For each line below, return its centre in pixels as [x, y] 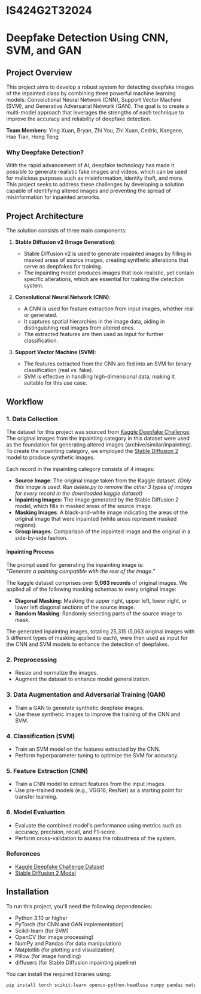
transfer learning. [36, 797]
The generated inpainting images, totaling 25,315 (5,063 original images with [100, 632]
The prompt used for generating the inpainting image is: [75, 565]
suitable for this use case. [56, 383]
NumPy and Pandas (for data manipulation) [68, 943]
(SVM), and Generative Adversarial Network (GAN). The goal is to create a [98, 106]
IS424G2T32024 [49, 10]
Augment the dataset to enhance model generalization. [83, 679]
